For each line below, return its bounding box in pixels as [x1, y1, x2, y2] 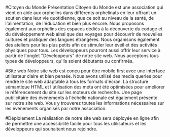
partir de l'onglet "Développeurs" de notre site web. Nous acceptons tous [5, 53, 159, 59]
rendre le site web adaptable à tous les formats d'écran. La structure [5, 78, 149, 84]
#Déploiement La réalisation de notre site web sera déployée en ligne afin [5, 115, 159, 121]
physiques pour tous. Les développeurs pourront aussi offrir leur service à [5, 48, 161, 53]
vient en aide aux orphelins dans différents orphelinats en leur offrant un [5, 10, 156, 16]
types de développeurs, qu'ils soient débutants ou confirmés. [5, 58, 134, 64]
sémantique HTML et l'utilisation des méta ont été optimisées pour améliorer [5, 84, 165, 90]
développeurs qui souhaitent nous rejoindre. [5, 126, 98, 132]
